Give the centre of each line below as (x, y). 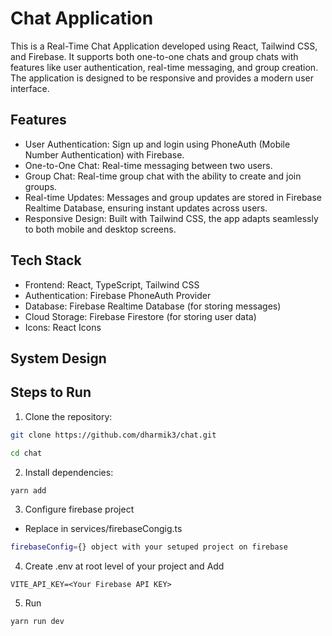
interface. (30, 88)
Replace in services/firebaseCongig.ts (103, 529)
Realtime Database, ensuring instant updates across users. (146, 208)
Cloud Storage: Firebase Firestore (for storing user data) (140, 316)
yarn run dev (37, 622)
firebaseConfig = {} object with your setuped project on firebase (149, 547)
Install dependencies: (69, 472)
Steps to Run (51, 392)
